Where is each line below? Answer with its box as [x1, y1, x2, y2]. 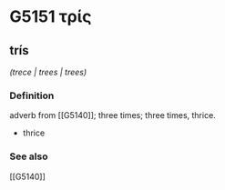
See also [9, 150, 48, 163]
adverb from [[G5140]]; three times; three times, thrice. [9, 110, 216, 121]
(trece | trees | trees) [9, 66, 87, 77]
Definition [9, 89, 55, 102]
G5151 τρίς [9, 6, 92, 27]
